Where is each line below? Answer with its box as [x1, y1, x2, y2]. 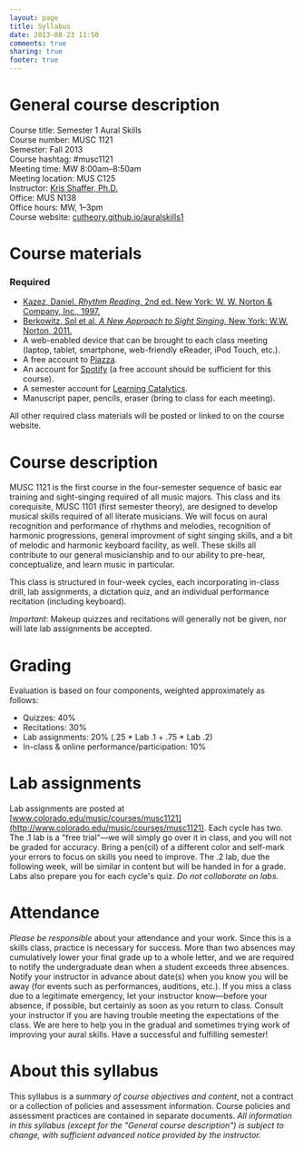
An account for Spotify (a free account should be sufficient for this [22, 364, 272, 375]
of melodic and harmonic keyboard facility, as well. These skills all [9, 540, 257, 550]
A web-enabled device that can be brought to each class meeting [22, 335, 268, 346]
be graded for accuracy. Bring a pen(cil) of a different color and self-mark [9, 842, 285, 853]
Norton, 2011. [22, 325, 73, 336]
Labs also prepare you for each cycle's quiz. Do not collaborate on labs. [9, 871, 279, 882]
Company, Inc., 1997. [22, 306, 101, 317]
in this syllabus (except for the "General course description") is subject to [9, 1120, 284, 1131]
